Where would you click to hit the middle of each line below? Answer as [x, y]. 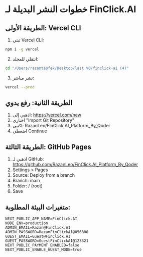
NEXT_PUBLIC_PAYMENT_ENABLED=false [42, 245]
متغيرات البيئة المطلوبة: [38, 207]
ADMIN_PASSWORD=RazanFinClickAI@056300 [47, 232]
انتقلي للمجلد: [25, 59]
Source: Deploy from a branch [44, 175]
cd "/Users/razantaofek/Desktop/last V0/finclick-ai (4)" [67, 68]
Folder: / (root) [27, 186]
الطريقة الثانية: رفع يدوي [39, 103]
